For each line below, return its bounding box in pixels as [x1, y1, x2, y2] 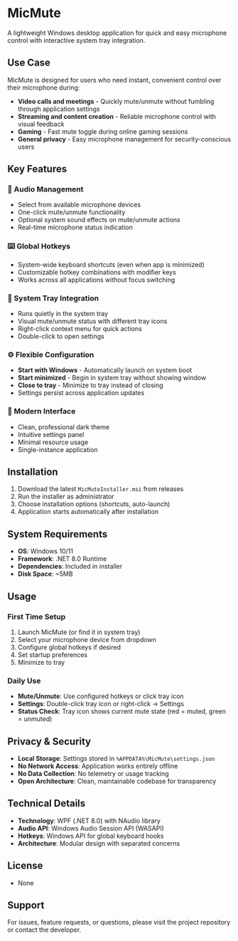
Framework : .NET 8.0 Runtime [17, 554, 107, 563]
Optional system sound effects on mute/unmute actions [17, 216, 181, 224]
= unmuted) [17, 715, 53, 723]
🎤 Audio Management [7, 184, 84, 194]
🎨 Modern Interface [7, 406, 76, 416]
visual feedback [17, 120, 65, 128]
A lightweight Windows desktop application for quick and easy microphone [7, 28, 227, 37]
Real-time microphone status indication [17, 223, 133, 232]
